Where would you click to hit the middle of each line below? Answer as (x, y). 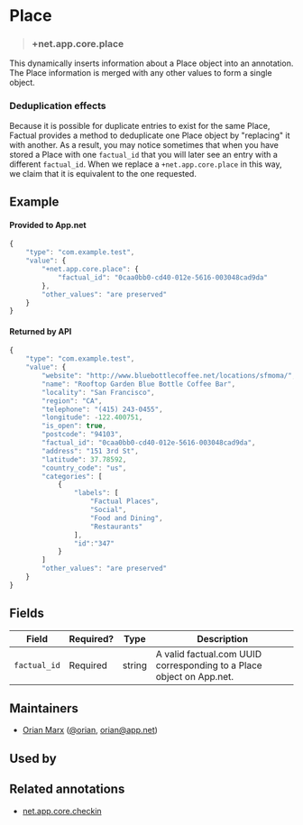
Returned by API (41, 331)
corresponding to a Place (209, 665)
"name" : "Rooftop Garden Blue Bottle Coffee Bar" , (139, 384)
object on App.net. (195, 676)
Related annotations (67, 789)
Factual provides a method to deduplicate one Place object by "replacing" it (150, 135)
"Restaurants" (116, 527)
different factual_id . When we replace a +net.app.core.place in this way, (146, 164)
